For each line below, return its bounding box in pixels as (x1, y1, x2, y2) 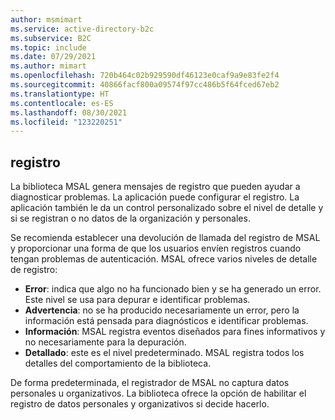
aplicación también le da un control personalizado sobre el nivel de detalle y (10, 202, 324, 214)
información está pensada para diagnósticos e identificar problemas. (24, 315, 309, 327)
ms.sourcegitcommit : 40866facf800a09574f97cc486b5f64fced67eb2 (10, 80, 280, 90)
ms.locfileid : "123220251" (10, 117, 123, 127)
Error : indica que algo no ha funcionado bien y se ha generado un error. (24, 283, 322, 295)
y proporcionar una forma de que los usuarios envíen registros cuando (10, 242, 302, 255)
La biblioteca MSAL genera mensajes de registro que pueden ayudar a (10, 181, 301, 193)
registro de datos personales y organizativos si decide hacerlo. (10, 398, 270, 410)
